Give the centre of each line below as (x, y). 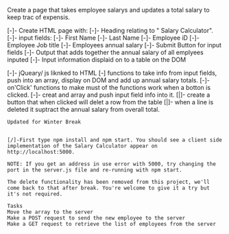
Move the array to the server (50, 212)
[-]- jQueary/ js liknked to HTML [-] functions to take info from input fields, (112, 73)
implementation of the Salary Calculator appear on (82, 146)
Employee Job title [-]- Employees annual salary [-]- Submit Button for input (114, 45)
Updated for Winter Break (44, 122)
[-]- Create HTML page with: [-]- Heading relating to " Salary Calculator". (110, 31)
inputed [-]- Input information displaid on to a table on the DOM (97, 60)
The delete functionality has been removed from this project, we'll (109, 182)
